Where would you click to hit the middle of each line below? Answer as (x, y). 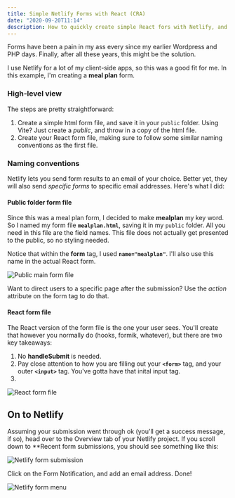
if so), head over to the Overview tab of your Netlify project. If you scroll (111, 439)
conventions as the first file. (58, 145)
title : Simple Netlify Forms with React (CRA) (76, 14)
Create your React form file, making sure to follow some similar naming (120, 137)
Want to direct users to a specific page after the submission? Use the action (117, 288)
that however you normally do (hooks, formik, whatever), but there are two (115, 336)
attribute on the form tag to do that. (58, 296)
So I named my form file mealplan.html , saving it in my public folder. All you (116, 225)
